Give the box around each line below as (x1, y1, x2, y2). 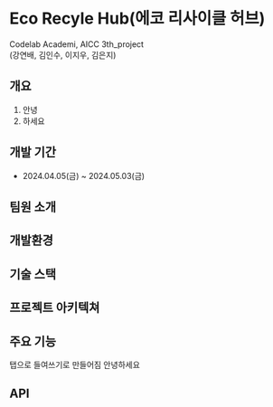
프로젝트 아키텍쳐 (9, 300, 100, 316)
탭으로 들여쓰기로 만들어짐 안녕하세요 (9, 359, 140, 370)
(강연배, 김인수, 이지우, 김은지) (9, 49, 117, 60)
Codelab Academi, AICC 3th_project (9, 38, 145, 50)
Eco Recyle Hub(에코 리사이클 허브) (9, 8, 266, 29)
